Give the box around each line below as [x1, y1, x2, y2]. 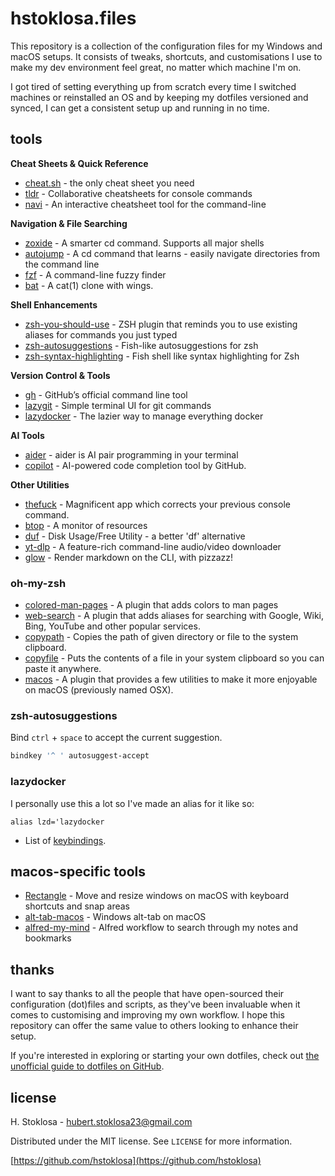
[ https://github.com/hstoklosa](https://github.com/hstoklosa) [10, 1154, 262, 1166]
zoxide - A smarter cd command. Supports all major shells [24, 237, 265, 249]
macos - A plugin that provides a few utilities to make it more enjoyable [24, 673, 318, 686]
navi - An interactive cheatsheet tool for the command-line [24, 198, 267, 210]
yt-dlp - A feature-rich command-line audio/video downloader [24, 540, 282, 552]
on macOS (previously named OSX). [24, 684, 174, 696]
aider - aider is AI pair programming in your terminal [24, 448, 239, 461]
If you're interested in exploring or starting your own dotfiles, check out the [10, 1050, 320, 1062]
